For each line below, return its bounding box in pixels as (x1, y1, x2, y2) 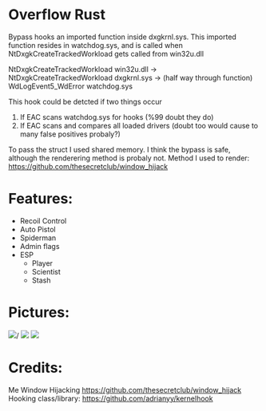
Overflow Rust (8, 6, 106, 24)
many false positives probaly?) (19, 129, 121, 139)
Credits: (8, 359, 63, 377)
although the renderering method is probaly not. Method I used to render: (8, 153, 250, 163)
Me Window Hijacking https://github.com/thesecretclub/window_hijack (8, 385, 242, 394)
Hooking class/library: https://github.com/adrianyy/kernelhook (8, 393, 213, 403)
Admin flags (19, 241, 60, 251)
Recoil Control (19, 215, 67, 225)
